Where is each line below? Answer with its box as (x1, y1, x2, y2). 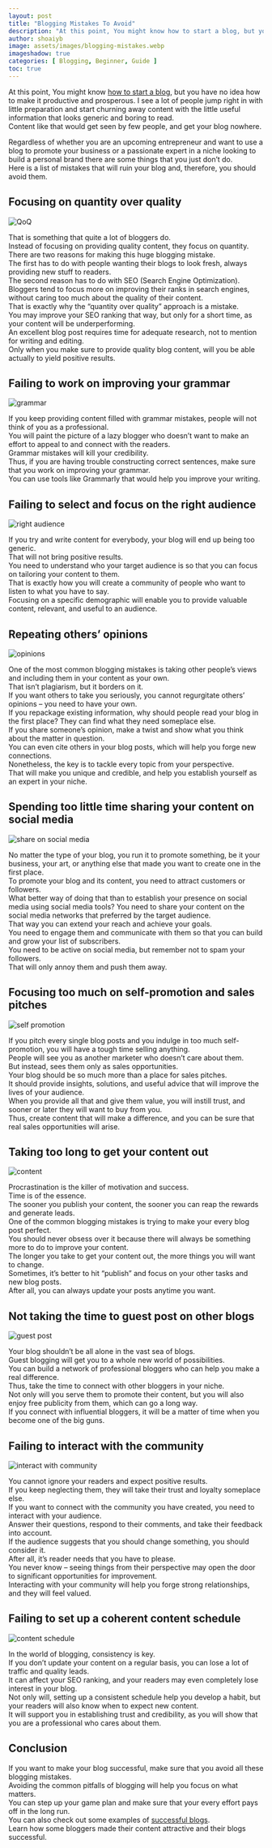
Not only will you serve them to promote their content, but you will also (8, 1390, 244, 1399)
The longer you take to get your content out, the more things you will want (8, 1251, 256, 1261)
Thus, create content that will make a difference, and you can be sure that (8, 1113, 255, 1123)
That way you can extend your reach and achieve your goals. (8, 918, 213, 929)
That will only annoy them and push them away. (8, 962, 168, 972)
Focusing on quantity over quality (8, 196, 182, 209)
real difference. (8, 1373, 59, 1382)
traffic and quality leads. (8, 1666, 90, 1676)
